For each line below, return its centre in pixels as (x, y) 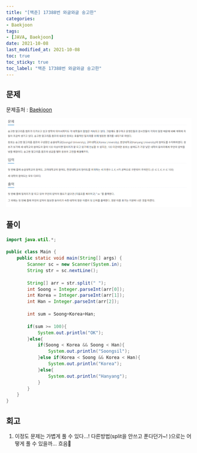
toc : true (18, 56)
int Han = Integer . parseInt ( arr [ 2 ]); (73, 302)
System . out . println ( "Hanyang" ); (88, 376)
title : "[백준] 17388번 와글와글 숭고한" (51, 12)
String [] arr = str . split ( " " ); (67, 283)
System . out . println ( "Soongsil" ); (89, 351)
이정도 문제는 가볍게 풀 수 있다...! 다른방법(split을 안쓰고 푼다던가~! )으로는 (100, 436)
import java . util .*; (31, 239)
